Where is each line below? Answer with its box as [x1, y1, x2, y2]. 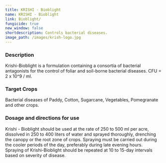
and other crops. [5, 102, 39, 108]
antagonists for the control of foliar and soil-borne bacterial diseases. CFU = [5, 68, 162, 74]
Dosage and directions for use [5, 115, 80, 122]
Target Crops [5, 85, 38, 92]
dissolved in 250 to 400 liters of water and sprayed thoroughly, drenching [5, 131, 157, 137]
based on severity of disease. [5, 152, 66, 158]
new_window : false [5, 26, 43, 31]
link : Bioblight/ [5, 16, 41, 21]
